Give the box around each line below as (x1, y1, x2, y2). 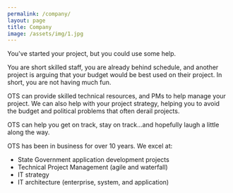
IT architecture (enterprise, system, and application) (17, 178, 169, 187)
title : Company (7, 23, 52, 30)
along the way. (7, 128, 50, 136)
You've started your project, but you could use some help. (7, 49, 177, 58)
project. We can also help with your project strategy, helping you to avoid (7, 100, 220, 108)
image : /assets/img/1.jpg (7, 30, 83, 37)
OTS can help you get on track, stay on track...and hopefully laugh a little (7, 121, 220, 129)
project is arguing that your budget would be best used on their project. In (7, 71, 222, 79)
